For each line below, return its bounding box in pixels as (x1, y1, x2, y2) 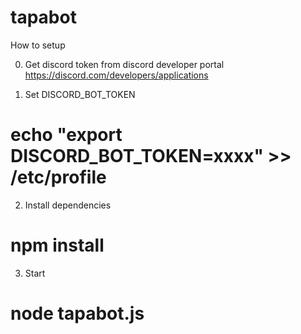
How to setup (10, 39, 66, 51)
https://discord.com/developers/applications (24, 69, 209, 81)
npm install (10, 234, 105, 257)
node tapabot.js (10, 302, 145, 325)
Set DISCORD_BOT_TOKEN (24, 88, 136, 100)
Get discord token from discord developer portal (24, 58, 225, 70)
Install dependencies (24, 199, 112, 211)
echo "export (10, 124, 123, 146)
